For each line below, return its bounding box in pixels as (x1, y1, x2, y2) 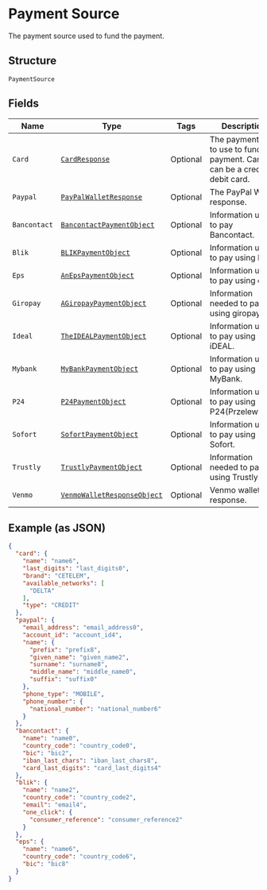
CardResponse (60, 154, 110, 164)
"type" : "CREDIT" (22, 602, 80, 609)
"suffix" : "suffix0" (29, 675, 98, 683)
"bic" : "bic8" (22, 860, 69, 868)
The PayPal (209, 186, 253, 197)
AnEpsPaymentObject (60, 271, 135, 280)
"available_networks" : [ (22, 579, 105, 587)
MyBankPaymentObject (60, 364, 139, 373)
